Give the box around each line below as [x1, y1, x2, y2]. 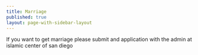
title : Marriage [6, 8, 47, 15]
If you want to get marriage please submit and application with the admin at [6, 36, 193, 43]
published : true [6, 14, 47, 20]
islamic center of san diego [6, 42, 73, 49]
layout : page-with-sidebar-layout [6, 20, 93, 25]
